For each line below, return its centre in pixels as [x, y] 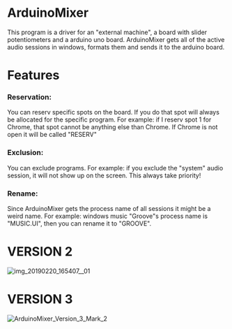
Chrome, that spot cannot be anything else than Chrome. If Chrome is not [113, 127]
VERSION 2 [40, 252]
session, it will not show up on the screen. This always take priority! [104, 175]
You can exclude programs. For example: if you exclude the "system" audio [115, 168]
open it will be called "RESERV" [52, 135]
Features [33, 75]
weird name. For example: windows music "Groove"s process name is [107, 216]
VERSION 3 [40, 299]
